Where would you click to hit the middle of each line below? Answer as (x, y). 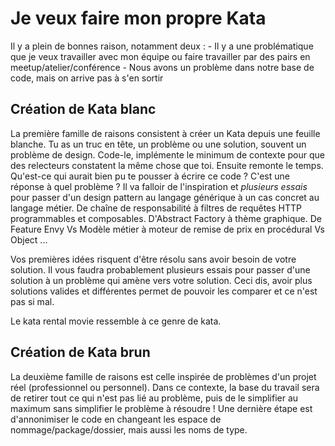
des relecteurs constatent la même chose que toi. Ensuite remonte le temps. (167, 165)
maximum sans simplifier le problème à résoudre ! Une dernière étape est (161, 408)
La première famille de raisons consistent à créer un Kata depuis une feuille (165, 133)
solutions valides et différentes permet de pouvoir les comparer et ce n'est (164, 291)
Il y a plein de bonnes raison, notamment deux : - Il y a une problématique (162, 46)
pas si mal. (32, 301)
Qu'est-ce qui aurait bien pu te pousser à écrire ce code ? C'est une (150, 176)
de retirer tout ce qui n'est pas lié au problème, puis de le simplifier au (154, 398)
